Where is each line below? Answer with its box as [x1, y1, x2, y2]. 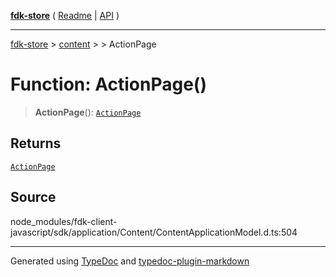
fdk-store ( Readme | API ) [10, 10, 120, 21]
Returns [10, 135, 62, 152]
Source [10, 189, 57, 206]
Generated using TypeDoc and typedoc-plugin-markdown [10, 255, 250, 267]
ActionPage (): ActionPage [34, 106, 142, 118]
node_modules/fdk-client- [10, 215, 118, 227]
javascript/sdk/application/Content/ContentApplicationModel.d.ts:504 [10, 226, 298, 238]
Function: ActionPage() [10, 73, 207, 96]
